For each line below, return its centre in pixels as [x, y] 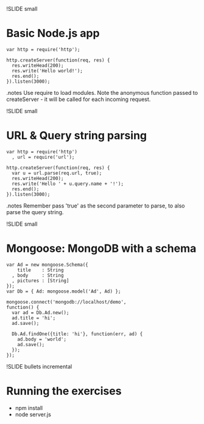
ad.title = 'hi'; [34, 318]
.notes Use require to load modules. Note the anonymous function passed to [102, 92]
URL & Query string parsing [77, 136]
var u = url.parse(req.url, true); [57, 173]
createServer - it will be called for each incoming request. [79, 99]
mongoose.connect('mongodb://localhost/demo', [66, 302]
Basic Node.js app [53, 33]
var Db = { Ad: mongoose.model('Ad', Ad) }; [64, 291]
